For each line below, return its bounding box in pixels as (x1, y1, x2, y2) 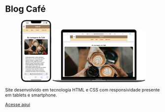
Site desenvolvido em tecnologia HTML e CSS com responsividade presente (5, 87, 160, 93)
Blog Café (5, 3, 46, 15)
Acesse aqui (5, 102, 31, 108)
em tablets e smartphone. (5, 92, 58, 98)
